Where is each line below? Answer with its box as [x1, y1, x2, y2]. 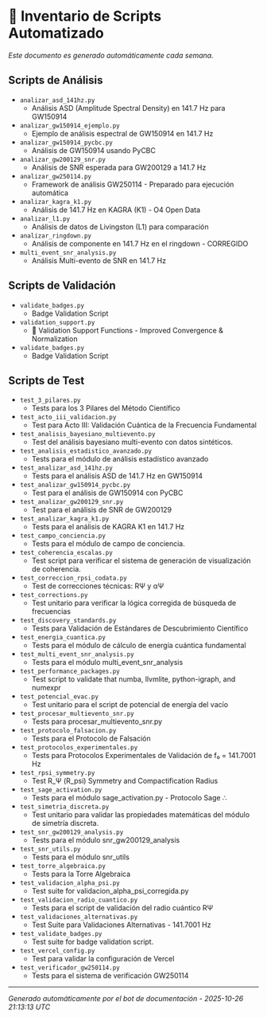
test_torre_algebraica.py [19, 863, 106, 871]
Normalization [31, 334, 78, 344]
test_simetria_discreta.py [19, 803, 110, 812]
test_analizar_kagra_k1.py [19, 515, 110, 523]
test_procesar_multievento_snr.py [19, 709, 134, 718]
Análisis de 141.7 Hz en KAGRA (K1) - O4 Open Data [31, 205, 201, 214]
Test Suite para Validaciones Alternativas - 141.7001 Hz [31, 920, 211, 930]
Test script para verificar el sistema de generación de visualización [31, 556, 252, 565]
